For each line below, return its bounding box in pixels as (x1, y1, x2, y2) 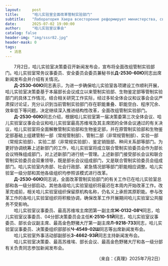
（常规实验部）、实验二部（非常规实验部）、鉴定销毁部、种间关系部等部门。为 (5, 138, 163, 144)
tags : (5, 44, 16, 49)
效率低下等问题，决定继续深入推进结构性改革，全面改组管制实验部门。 (5, 107, 150, 113)
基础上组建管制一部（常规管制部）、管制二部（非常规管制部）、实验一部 (13, 132, 158, 138)
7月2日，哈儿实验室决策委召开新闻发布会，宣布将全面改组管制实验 (14, 63, 151, 69)
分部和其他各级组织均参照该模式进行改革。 (22, 169, 110, 175)
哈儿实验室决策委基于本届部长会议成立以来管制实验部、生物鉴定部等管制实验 (5, 88, 163, 94)
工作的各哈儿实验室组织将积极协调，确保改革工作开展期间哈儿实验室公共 (9, 194, 158, 200)
